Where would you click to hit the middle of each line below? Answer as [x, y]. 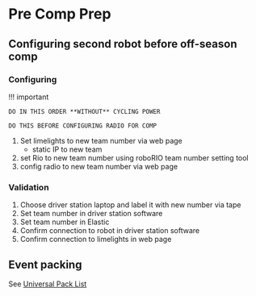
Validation [29, 187]
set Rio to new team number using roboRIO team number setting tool [134, 157]
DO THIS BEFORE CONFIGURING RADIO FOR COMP [83, 126]
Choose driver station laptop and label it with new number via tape [130, 205]
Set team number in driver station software [91, 214]
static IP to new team [67, 149]
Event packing [45, 264]
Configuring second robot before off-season [123, 44]
